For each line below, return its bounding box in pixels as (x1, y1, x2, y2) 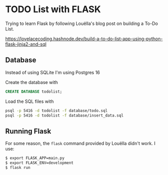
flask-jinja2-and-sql (5, 41, 47, 47)
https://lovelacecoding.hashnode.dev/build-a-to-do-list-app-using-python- (5, 36, 163, 42)
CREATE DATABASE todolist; (5, 89, 62, 94)
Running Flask (5, 127, 52, 135)
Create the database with (5, 79, 58, 85)
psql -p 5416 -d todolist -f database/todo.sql (5, 108, 108, 113)
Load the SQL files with (5, 98, 54, 104)
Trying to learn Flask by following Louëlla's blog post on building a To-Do (5, 20, 158, 26)
